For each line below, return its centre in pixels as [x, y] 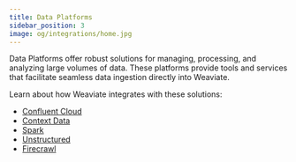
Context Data [46, 121]
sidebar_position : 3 [47, 26]
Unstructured [46, 140]
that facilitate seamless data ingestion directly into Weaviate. [119, 77]
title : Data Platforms [51, 17]
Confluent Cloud [52, 112]
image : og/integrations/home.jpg [71, 33]
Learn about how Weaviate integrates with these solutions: [116, 94]
